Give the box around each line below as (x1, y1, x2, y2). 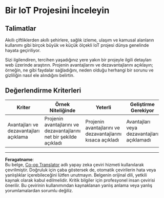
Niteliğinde (49, 107, 76, 114)
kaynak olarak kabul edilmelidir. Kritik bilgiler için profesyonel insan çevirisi (5, 177, 155, 183)
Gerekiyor (130, 107, 155, 114)
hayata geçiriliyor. (5, 48, 41, 53)
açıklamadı (126, 136, 151, 143)
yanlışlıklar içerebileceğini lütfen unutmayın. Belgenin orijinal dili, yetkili (5, 172, 147, 178)
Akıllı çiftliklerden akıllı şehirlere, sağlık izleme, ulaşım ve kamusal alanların (5, 37, 154, 43)
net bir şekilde (44, 133, 77, 140)
